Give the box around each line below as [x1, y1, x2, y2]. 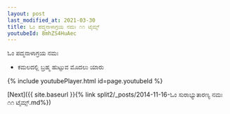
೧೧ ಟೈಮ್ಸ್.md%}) [7, 99, 51, 107]
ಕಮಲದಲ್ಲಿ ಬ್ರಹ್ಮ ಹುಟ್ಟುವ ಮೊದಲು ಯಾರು [17, 63, 104, 71]
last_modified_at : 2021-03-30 [7, 17, 96, 24]
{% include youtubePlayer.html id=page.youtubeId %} [7, 77, 163, 85]
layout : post [7, 10, 46, 17]
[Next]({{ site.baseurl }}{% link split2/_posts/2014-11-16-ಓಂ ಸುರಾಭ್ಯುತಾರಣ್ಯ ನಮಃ [7, 90, 223, 99]
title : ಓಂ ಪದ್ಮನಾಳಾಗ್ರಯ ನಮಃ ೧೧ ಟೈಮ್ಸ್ [7, 23, 100, 30]
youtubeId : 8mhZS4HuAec [7, 29, 77, 37]
